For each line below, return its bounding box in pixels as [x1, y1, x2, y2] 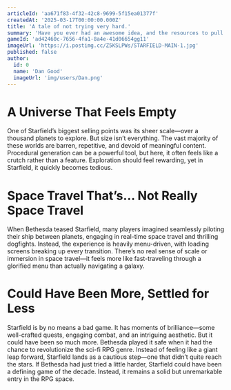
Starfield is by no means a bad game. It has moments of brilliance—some [7, 324, 215, 332]
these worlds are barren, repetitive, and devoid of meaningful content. [7, 142, 207, 150]
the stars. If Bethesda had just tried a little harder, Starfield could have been [7, 360, 222, 369]
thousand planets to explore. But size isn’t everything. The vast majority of [7, 134, 219, 142]
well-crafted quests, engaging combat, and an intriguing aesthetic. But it [7, 331, 213, 339]
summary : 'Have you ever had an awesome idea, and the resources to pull [7, 29, 224, 37]
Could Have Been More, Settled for [7, 286, 210, 302]
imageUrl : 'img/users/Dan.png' [13, 74, 103, 81]
